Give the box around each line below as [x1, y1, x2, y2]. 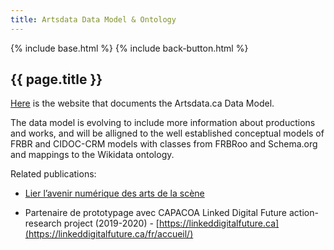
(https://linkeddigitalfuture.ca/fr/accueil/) [24, 228, 194, 240]
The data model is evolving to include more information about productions [10, 117, 316, 129]
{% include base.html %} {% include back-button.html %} [10, 42, 249, 54]
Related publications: [10, 168, 97, 180]
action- [288, 207, 319, 219]
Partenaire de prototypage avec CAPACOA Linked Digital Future [24, 207, 288, 219]
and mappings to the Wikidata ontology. [10, 149, 175, 161]
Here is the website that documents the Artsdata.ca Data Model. [10, 97, 275, 110]
